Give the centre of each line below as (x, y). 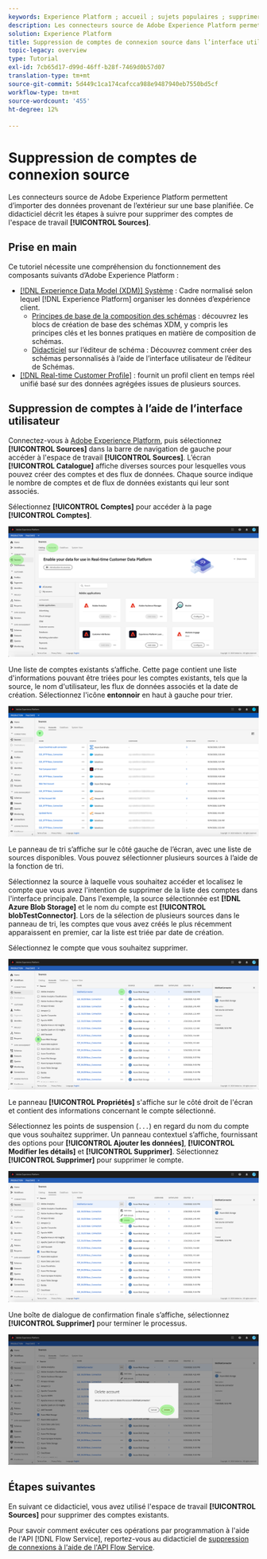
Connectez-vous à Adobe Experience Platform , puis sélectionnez (115, 440)
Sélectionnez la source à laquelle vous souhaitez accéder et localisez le (126, 881)
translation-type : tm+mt (49, 76)
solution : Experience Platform (60, 33)
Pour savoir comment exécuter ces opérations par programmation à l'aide (129, 1530)
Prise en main (43, 247)
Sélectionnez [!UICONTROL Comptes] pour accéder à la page (110, 507)
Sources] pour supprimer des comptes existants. (89, 1514)
